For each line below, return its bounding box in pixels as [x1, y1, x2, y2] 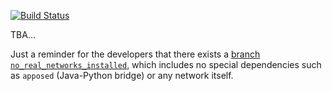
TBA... [10, 29, 36, 40]
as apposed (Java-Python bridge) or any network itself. [10, 70, 234, 81]
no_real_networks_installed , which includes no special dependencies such [10, 59, 322, 70]
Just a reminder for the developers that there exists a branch [10, 48, 261, 60]
